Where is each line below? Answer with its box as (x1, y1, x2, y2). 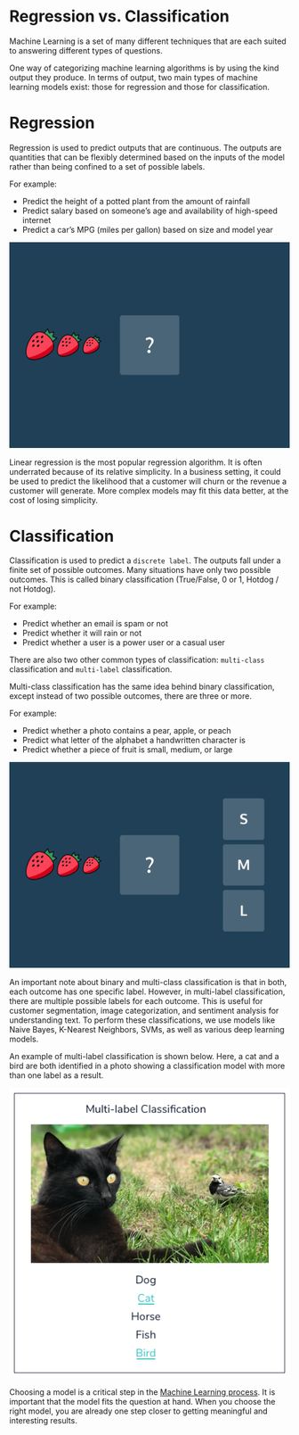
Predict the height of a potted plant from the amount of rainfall (21, 195, 251, 206)
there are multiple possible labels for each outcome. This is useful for (9, 996, 263, 1007)
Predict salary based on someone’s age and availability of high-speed (21, 205, 278, 216)
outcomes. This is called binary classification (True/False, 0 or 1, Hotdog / (9, 574, 279, 585)
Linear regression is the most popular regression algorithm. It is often (9, 457, 263, 468)
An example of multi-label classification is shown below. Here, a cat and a (9, 1051, 279, 1062)
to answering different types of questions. (9, 45, 163, 55)
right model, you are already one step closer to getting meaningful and (9, 1406, 269, 1416)
